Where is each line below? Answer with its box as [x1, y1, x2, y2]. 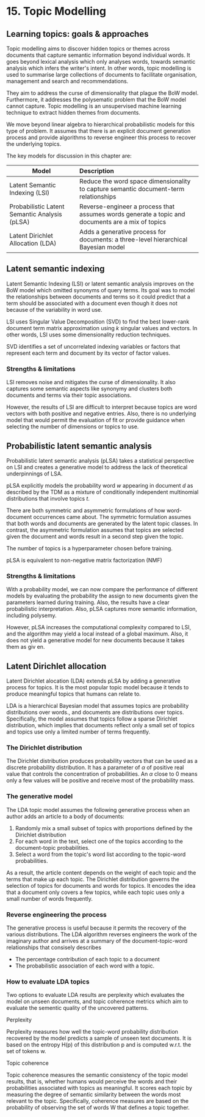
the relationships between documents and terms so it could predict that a [6, 293, 190, 300]
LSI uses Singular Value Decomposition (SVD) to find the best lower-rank [6, 317, 190, 325]
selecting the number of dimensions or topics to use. [6, 423, 139, 430]
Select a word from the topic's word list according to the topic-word [15, 850, 186, 858]
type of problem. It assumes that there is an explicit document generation [6, 127, 191, 134]
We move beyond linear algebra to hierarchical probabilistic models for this [6, 121, 195, 128]
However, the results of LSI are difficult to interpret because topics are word [6, 403, 197, 411]
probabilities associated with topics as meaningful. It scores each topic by [6, 1085, 192, 1092]
